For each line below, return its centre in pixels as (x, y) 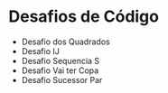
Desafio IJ (40, 51)
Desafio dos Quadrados (65, 42)
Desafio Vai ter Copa (60, 70)
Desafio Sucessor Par (62, 79)
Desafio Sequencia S (61, 60)
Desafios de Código (84, 17)
